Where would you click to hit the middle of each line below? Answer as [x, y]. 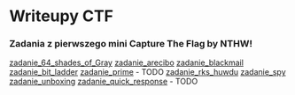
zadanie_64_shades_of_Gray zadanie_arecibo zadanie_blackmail [126, 62]
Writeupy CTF [61, 16]
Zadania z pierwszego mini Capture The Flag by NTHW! [131, 44]
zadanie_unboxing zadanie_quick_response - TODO [104, 82]
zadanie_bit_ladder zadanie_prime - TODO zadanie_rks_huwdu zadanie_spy [147, 72]
